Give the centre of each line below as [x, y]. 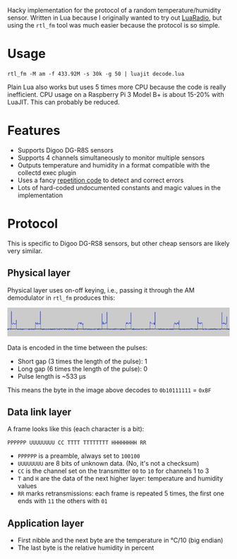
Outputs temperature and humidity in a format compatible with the [114, 165]
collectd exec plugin [47, 172]
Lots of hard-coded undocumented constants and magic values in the [119, 187]
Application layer [46, 523]
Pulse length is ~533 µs [52, 376]
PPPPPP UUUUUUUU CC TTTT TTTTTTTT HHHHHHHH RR [77, 443]
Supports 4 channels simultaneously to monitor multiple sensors [111, 158]
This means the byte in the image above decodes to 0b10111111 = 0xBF [109, 390]
